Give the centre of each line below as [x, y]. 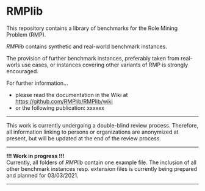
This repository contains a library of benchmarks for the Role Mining [92, 28]
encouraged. [22, 71]
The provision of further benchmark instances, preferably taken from [93, 58]
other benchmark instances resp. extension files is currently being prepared [102, 168]
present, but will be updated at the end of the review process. [84, 138]
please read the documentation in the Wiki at [71, 95]
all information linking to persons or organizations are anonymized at [92, 132]
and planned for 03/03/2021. [42, 175]
